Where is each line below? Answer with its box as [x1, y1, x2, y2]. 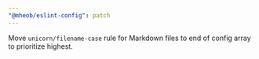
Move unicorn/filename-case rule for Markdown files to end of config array [8, 33, 251, 42]
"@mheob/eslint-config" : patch [8, 11, 111, 20]
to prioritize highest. [8, 41, 73, 51]
